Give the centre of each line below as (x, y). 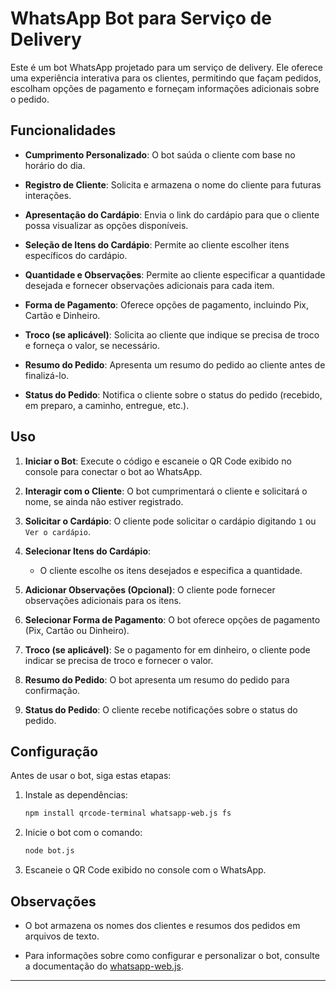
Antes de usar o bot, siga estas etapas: (91, 776)
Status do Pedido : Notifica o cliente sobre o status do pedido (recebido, (173, 394)
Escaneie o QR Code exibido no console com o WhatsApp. (145, 870)
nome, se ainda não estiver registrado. (104, 501)
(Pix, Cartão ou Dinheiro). (77, 630)
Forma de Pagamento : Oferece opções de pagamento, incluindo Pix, (166, 304)
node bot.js (49, 851)
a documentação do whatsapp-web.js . (104, 966)
